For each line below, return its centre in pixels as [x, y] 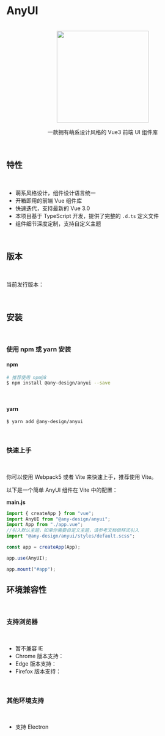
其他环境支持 [25, 700]
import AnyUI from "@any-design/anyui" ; [59, 519]
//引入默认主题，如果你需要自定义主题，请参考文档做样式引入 [73, 530]
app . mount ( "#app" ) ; [31, 569]
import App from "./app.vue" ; [45, 525]
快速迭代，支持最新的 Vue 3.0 [53, 208]
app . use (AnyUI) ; [27, 558]
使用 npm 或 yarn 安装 [39, 350]
